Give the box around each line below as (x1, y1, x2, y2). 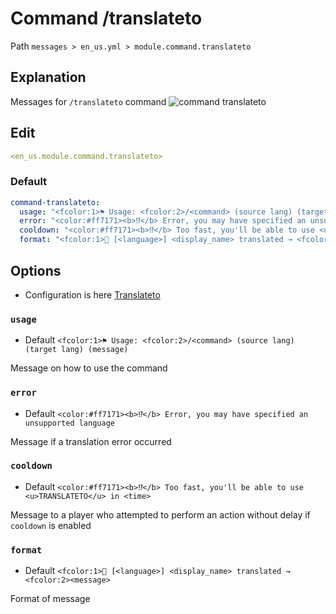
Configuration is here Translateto (24, 288, 161, 301)
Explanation (10, 69, 87, 86)
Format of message (10, 593, 91, 605)
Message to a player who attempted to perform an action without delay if (10, 508, 311, 521)
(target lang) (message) (24, 345, 129, 355)
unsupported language (24, 418, 115, 428)
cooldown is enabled (10, 519, 92, 531)
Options (10, 262, 62, 279)
